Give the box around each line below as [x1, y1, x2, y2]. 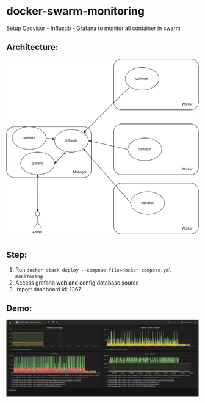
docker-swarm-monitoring [6, 4, 145, 18]
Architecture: [6, 42, 59, 53]
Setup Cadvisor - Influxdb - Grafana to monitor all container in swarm [6, 24, 181, 32]
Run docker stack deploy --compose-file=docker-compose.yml [15, 266, 172, 273]
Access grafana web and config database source [15, 279, 139, 286]
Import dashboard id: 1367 [15, 285, 82, 292]
